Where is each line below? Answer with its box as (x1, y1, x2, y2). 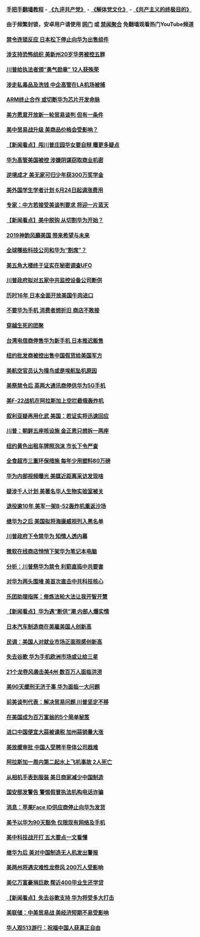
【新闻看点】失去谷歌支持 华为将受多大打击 (6, 894, 114, 901)
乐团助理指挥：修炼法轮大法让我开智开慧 (6, 593, 108, 600)
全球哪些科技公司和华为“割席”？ (6, 246, 87, 254)
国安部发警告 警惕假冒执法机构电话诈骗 (6, 789, 104, 796)
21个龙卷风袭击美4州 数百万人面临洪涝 (6, 668, 102, 675)
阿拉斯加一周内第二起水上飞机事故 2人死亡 (6, 758, 112, 766)
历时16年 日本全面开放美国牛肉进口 (6, 291, 94, 299)
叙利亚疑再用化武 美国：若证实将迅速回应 (6, 412, 109, 419)
